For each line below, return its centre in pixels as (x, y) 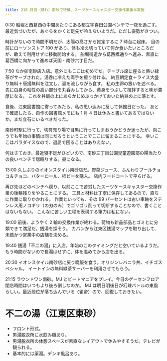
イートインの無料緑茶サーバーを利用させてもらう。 (81, 268)
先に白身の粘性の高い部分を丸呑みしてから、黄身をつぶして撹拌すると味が (82, 89)
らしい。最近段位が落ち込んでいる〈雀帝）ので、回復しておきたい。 (75, 291)
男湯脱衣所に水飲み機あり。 (41, 334)
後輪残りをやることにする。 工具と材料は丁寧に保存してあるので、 (82, 192)
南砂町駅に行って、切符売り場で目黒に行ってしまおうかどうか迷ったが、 (79, 129)
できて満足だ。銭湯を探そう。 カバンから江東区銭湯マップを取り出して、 (84, 228)
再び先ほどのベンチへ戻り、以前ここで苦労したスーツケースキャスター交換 (82, 186)
